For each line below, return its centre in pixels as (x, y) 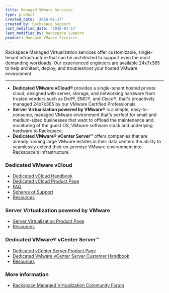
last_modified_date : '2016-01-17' (41, 29)
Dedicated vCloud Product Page (46, 181)
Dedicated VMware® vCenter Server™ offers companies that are (80, 136)
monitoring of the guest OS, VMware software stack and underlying (82, 125)
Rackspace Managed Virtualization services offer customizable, (71, 52)
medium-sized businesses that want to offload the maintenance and (83, 120)
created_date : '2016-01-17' (35, 19)
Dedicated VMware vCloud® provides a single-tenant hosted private (84, 88)
